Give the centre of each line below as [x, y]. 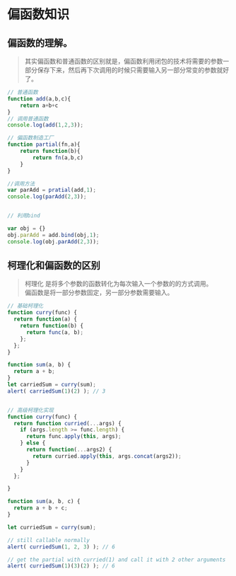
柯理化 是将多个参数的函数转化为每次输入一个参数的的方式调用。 [118, 284]
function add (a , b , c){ [39, 99]
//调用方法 [21, 184]
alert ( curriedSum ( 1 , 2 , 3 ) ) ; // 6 [61, 547]
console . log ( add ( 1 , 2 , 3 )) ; [45, 125]
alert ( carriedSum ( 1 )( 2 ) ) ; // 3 [57, 391]
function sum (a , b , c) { [44, 502]
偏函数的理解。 [40, 43]
